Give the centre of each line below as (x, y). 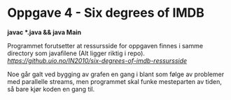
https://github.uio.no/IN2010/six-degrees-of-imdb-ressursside (97, 60)
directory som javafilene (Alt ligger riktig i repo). (76, 53)
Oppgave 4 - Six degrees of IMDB (106, 13)
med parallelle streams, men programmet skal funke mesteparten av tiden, (115, 81)
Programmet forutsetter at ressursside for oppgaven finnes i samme (105, 45)
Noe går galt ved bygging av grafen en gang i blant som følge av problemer (116, 74)
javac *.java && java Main (44, 32)
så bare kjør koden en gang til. (51, 89)
